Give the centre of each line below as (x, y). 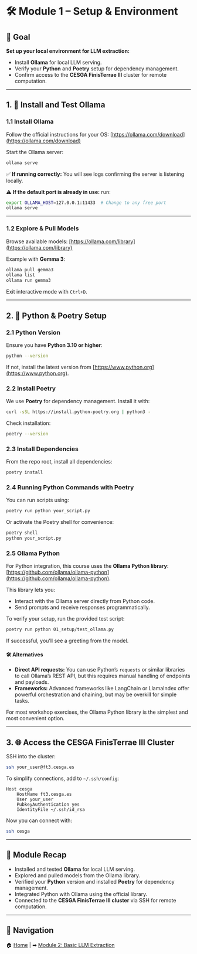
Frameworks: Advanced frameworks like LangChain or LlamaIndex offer (102, 689)
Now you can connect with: (39, 820)
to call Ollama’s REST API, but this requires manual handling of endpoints (102, 676)
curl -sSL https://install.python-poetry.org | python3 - (78, 412)
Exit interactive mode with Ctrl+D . (47, 292)
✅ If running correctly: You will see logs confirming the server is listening (95, 174)
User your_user (35, 799)
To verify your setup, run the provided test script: (65, 619)
